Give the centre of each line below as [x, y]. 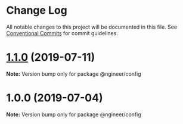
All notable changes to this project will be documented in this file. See [92, 27]
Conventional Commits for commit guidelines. [62, 33]
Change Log [37, 10]
